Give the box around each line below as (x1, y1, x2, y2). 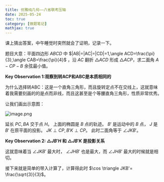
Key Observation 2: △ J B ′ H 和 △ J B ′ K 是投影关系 (5, 138, 105, 144)
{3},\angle (5, 57, 26, 63)
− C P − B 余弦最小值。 (5, 63, 51, 69)
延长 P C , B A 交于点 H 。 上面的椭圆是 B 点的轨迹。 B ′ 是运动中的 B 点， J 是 (5, 121, 158, 127)
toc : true (5, 16, 26, 21)
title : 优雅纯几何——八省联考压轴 (5, 7, 66, 12)
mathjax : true (5, 26, 35, 31)
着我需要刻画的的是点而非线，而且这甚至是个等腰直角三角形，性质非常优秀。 (5, 91, 162, 96)
